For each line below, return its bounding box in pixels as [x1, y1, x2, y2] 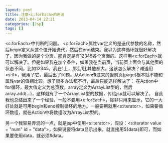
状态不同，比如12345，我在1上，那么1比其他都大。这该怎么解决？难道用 [5, 66, 153, 72]
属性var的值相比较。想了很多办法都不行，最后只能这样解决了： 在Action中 [5, 78, 158, 84]
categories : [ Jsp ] [5, 21, 44, 27]
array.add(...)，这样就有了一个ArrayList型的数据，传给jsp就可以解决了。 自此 [5, 91, 163, 97]
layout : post [5, 7, 33, 13]
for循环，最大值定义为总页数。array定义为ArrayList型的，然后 [5, 84, 133, 90]
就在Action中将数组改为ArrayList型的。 [22, 109, 103, 115]
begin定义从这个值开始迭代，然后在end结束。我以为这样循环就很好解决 [9, 47, 156, 53]
